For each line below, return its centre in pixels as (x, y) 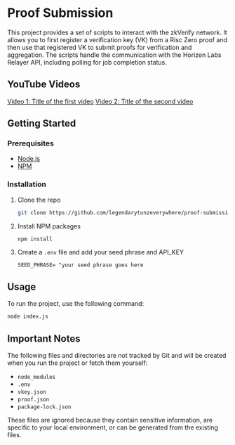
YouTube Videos (44, 85)
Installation (27, 184)
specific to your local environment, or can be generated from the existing (113, 427)
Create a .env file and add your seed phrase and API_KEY (101, 252)
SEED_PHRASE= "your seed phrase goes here (80, 265)
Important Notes (44, 338)
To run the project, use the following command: (76, 304)
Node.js (29, 159)
